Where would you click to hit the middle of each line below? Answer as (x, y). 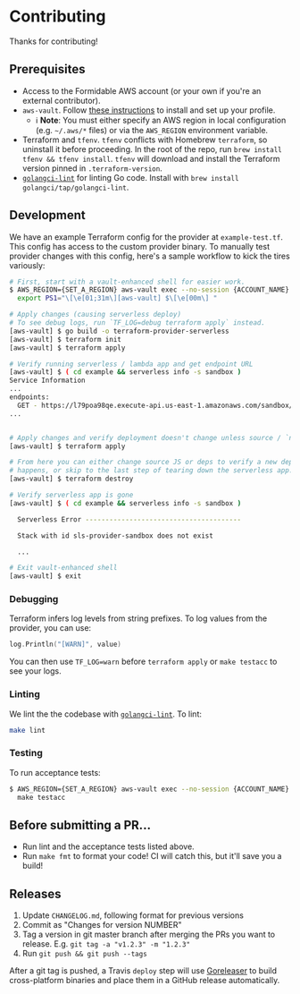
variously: (27, 265)
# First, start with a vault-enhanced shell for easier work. (127, 282)
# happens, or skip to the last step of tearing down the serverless (142, 471)
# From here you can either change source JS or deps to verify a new (143, 463)
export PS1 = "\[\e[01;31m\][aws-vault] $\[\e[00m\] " (117, 298)
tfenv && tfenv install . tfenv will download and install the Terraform (151, 158)
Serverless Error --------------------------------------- (129, 519)
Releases (35, 893)
